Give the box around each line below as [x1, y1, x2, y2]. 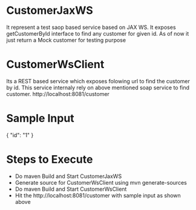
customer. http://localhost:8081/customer [6, 90, 110, 97]
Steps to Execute [6, 153, 93, 166]
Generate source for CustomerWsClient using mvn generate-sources [15, 179, 188, 186]
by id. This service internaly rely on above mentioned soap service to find [6, 84, 189, 91]
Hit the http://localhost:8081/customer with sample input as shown [15, 191, 181, 199]
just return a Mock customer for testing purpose [6, 36, 126, 43]
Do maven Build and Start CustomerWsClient [15, 185, 127, 192]
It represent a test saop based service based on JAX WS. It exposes [6, 24, 177, 31]
